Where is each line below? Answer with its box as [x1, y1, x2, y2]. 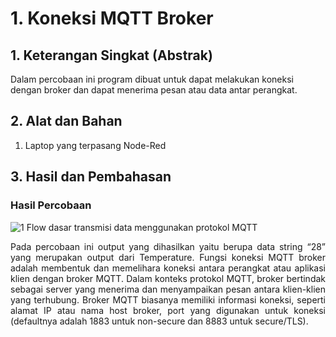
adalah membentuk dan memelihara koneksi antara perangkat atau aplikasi [10, 262, 326, 274]
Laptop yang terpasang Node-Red [24, 139, 167, 151]
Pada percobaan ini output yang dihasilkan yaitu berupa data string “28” [10, 240, 326, 252]
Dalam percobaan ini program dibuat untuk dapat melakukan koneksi [10, 73, 294, 85]
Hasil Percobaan [10, 198, 92, 212]
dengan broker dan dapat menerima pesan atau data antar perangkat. [10, 84, 298, 96]
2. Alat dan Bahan [10, 113, 123, 130]
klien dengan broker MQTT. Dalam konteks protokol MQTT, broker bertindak [10, 272, 326, 284]
